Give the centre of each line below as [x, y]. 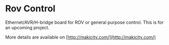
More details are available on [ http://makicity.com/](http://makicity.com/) [80, 37]
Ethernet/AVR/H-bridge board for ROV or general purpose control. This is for [84, 22]
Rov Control [30, 9]
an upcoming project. [27, 27]
